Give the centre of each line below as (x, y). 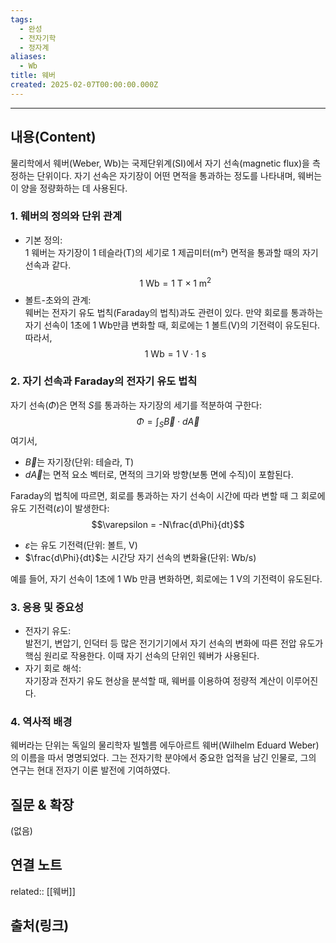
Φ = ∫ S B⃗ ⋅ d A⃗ (168, 422)
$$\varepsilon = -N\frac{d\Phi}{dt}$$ (168, 524)
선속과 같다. (48, 265)
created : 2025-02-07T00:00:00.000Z (84, 85)
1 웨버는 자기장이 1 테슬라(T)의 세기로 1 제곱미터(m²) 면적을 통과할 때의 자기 (171, 252)
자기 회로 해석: (53, 668)
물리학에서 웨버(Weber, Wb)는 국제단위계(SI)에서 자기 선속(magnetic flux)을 (160, 163)
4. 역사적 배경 (41, 721)
